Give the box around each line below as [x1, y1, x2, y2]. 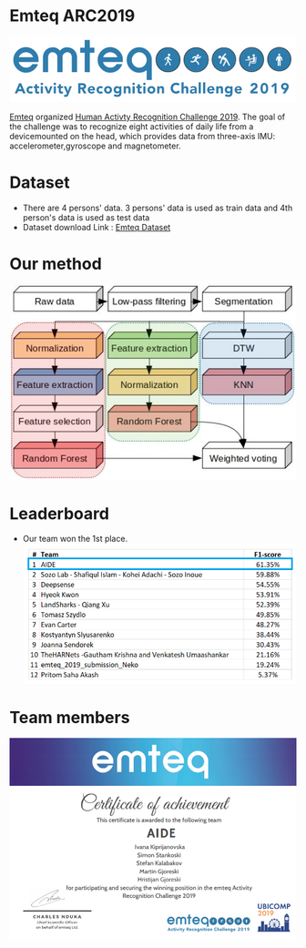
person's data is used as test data [22, 211, 150, 223]
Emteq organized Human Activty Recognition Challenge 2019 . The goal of [9, 111, 286, 122]
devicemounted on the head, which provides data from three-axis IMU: [9, 130, 276, 141]
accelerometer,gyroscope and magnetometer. [9, 140, 181, 151]
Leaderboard [9, 503, 109, 524]
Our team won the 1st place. [22, 534, 128, 545]
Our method [9, 253, 102, 274]
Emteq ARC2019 [9, 5, 136, 26]
